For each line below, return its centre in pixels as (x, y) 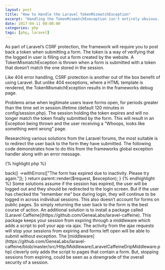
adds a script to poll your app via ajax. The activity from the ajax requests (80, 226)
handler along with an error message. (43, 154)
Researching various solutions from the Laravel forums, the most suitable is (82, 138)
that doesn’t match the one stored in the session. (55, 68)
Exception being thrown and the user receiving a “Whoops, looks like (75, 123)
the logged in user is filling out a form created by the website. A (69, 57)
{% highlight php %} (26, 164)
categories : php (22, 28)
